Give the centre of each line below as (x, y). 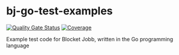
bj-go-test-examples (59, 11)
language (18, 45)
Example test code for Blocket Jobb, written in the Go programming (90, 39)
